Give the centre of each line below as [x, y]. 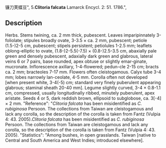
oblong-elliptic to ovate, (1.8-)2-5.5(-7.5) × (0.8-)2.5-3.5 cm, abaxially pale [81, 50]
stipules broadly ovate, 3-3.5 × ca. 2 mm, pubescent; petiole [85, 40]
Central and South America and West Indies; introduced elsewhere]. [75, 140]
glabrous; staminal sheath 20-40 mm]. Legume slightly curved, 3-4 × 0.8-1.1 [83, 88]
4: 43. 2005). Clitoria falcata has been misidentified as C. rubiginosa [75, 119]
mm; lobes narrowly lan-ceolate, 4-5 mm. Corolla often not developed [76, 77]
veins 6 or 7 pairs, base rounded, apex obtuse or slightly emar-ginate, [76, 61]
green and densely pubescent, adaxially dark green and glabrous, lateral [79, 56]
